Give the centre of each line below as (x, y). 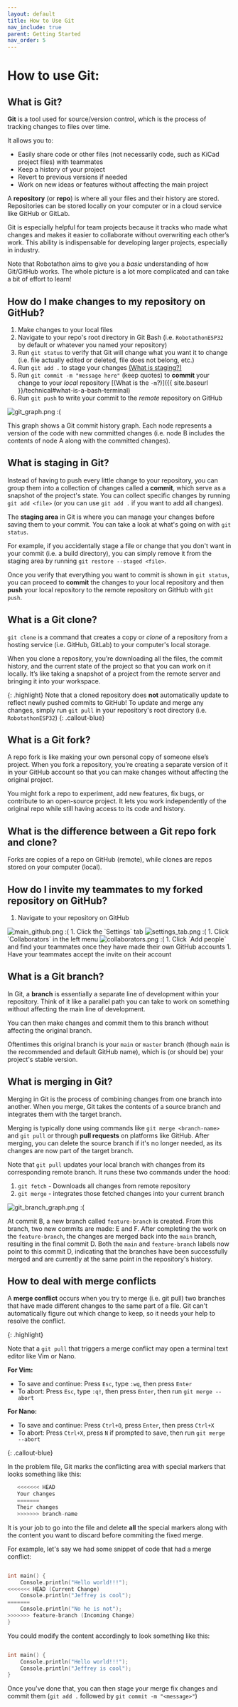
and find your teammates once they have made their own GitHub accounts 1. (119, 947)
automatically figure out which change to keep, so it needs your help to (111, 1314)
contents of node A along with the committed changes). (89, 440)
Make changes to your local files (65, 329)
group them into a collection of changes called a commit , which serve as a (117, 488)
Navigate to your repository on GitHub (73, 918)
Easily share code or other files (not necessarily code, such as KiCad (118, 155)
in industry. (24, 250)
